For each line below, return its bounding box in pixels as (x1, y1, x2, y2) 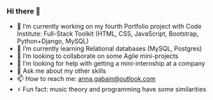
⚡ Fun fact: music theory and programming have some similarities (16, 85, 207, 94)
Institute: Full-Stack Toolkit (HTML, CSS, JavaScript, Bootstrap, (16, 29, 199, 38)
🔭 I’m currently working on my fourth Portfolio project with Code (16, 22, 202, 31)
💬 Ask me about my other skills (16, 66, 106, 76)
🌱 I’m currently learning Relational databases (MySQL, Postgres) (16, 45, 202, 53)
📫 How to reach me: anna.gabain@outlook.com (16, 75, 156, 83)
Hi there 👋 (6, 6, 41, 16)
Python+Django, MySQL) (16, 37, 89, 45)
